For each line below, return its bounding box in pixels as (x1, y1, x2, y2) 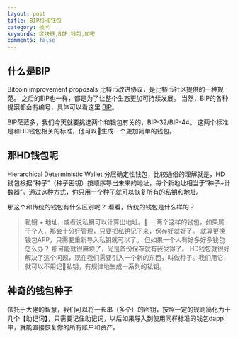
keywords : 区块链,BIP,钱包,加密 (7, 30, 96, 38)
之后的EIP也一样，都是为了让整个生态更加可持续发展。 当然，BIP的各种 (21, 94, 229, 102)
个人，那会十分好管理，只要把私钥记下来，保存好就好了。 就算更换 (30, 227, 225, 235)
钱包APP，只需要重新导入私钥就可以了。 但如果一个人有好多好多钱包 (24, 235, 225, 244)
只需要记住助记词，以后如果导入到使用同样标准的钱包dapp (53, 314, 225, 322)
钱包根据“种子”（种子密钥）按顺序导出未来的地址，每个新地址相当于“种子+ (7, 178, 225, 187)
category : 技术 (7, 23, 50, 31)
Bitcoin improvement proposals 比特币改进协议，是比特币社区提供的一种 (7, 84, 218, 93)
